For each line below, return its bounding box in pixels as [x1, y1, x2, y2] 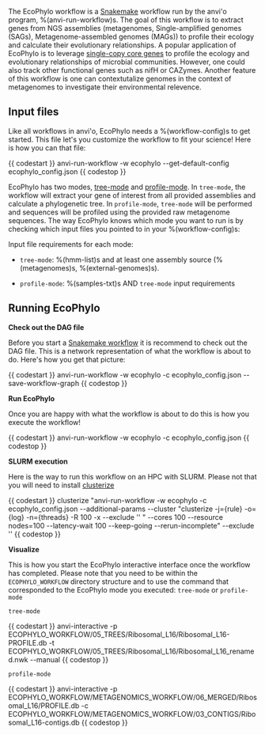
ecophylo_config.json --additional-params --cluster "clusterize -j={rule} [8, 504, 243, 513]
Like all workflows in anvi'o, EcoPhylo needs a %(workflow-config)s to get [8, 126, 251, 135]
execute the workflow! [8, 417, 81, 426]
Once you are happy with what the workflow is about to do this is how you [8, 409, 250, 419]
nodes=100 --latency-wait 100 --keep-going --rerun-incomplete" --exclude [8, 521, 255, 530]
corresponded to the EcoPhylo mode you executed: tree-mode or [8, 585, 219, 594]
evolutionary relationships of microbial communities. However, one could [8, 57, 245, 66]
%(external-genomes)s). [78, 263, 160, 272]
